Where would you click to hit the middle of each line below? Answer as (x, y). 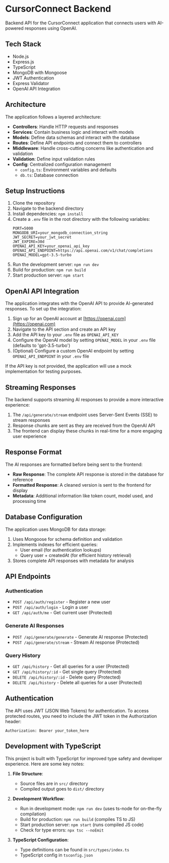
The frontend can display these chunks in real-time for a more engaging (87, 431)
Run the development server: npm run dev (56, 264)
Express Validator (31, 83)
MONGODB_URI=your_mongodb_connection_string (60, 233)
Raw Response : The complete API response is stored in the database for (88, 474)
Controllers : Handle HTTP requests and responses (65, 127)
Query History (23, 655)
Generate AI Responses (35, 626)
